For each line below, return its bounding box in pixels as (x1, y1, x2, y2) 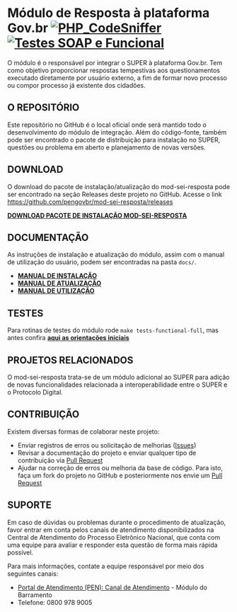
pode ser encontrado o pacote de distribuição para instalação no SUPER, (7, 135, 221, 144)
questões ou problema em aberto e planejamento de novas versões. (7, 143, 207, 152)
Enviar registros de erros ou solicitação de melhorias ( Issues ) (17, 441, 197, 449)
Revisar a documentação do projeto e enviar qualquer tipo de (17, 448, 197, 457)
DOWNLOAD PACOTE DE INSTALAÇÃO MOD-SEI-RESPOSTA (7, 211, 187, 220)
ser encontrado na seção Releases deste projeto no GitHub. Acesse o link (7, 190, 222, 198)
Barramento (17, 590, 52, 599)
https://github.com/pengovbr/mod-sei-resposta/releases (7, 197, 173, 206)
